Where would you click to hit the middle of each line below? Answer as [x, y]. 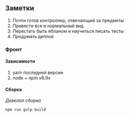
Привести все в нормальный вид [48, 26]
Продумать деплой [33, 36]
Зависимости [20, 61]
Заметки [20, 8]
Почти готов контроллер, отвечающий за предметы [68, 20]
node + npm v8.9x [31, 78]
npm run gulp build [26, 110]
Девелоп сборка [23, 100]
